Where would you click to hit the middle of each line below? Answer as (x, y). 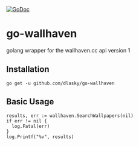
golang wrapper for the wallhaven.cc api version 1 (68, 50)
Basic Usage (30, 102)
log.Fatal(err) (31, 126)
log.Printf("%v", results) (40, 137)
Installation (28, 69)
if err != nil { (27, 121)
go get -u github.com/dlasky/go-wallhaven (60, 83)
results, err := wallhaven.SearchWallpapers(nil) (70, 116)
